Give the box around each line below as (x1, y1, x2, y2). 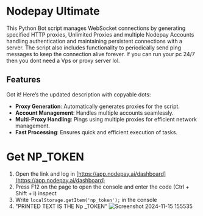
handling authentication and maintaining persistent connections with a (6, 37, 183, 45)
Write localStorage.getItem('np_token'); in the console (15, 196, 157, 203)
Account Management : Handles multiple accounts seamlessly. (15, 109, 174, 117)
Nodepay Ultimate (6, 4, 100, 18)
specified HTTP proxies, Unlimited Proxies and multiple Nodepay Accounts (6, 31, 194, 38)
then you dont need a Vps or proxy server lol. (6, 57, 120, 64)
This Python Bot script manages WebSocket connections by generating (6, 24, 186, 32)
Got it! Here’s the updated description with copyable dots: (6, 90, 151, 98)
